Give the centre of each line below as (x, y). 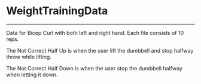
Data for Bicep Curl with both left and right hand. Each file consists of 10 (95, 33)
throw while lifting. (29, 57)
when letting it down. (32, 75)
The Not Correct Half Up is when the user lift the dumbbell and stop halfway (100, 50)
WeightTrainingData (57, 11)
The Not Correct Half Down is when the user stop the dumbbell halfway (94, 68)
